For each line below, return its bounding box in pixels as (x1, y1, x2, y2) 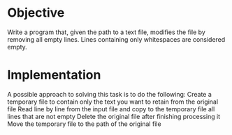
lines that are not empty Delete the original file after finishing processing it (7, 112, 221, 120)
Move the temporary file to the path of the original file (7, 120, 162, 128)
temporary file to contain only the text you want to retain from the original (7, 97, 219, 106)
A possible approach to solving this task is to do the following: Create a (7, 90, 212, 98)
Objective (7, 5, 65, 21)
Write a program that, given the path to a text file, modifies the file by (7, 28, 206, 36)
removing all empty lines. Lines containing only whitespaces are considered (7, 35, 226, 43)
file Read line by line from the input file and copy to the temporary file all (7, 104, 215, 113)
